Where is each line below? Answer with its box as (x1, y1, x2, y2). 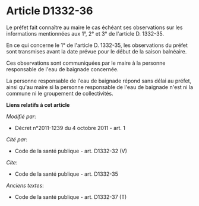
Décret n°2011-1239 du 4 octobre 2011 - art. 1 (14, 124, 126, 131)
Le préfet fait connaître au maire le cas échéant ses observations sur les (6, 24, 183, 31)
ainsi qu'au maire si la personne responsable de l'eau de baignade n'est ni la (6, 83, 194, 90)
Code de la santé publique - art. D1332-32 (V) (14, 147, 128, 154)
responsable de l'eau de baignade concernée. (6, 65, 119, 72)
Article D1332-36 (6, 4, 93, 18)
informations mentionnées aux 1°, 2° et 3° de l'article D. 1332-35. (6, 30, 165, 37)
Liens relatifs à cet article (6, 101, 70, 108)
